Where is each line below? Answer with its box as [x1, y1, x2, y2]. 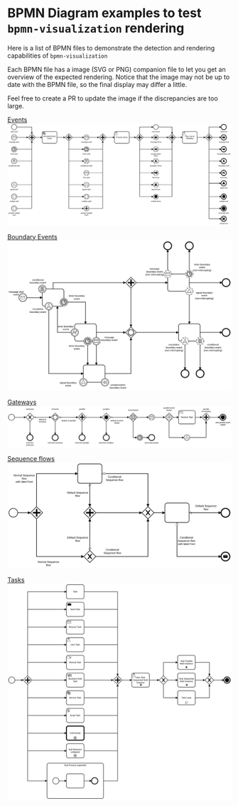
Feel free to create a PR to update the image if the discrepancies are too [7, 94, 218, 103]
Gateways [7, 398, 37, 406]
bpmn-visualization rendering [7, 20, 185, 36]
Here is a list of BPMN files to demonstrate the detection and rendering [7, 43, 215, 52]
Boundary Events [7, 232, 58, 241]
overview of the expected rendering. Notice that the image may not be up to [7, 73, 230, 81]
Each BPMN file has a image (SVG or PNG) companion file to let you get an [7, 65, 226, 73]
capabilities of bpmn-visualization [7, 51, 108, 60]
